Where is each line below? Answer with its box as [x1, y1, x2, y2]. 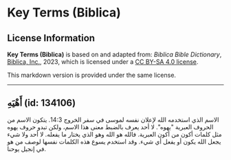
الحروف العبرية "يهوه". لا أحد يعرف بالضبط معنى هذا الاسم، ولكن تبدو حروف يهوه [7, 122, 214, 131]
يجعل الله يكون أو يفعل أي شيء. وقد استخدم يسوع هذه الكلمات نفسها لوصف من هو [7, 137, 221, 146]
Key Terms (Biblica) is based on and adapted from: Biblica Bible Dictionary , [7, 50, 222, 58]
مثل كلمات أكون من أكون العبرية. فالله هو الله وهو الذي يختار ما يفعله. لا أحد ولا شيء [7, 130, 222, 138]
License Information [7, 32, 95, 44]
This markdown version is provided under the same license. [7, 71, 177, 79]
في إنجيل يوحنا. [7, 144, 47, 152]
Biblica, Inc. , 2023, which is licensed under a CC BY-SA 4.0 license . [7, 58, 199, 66]
